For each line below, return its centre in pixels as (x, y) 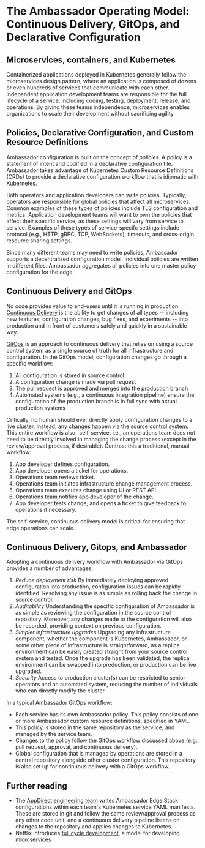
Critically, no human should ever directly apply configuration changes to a (99, 419)
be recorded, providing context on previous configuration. (88, 626)
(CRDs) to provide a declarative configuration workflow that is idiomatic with (102, 176)
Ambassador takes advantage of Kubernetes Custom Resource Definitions (100, 170)
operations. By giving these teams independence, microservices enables (98, 107)
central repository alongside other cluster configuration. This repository (105, 760)
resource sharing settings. (39, 241)
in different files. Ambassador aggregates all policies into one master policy (101, 265)
